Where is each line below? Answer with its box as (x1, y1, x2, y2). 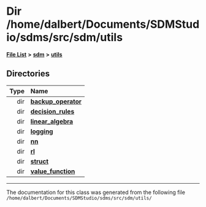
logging (30, 127, 53, 136)
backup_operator (30, 97, 82, 106)
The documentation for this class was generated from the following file (6, 189, 186, 196)
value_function (30, 167, 75, 176)
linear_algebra (30, 117, 74, 125)
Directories (6, 69, 50, 79)
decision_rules (30, 107, 75, 115)
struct (30, 157, 49, 165)
